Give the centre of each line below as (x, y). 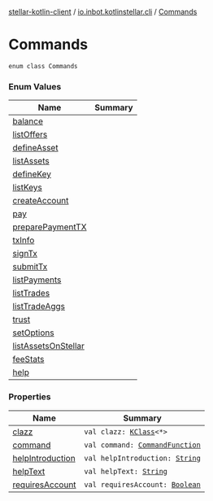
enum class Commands (43, 66)
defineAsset (35, 148)
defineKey (32, 174)
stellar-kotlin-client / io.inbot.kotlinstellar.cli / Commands (103, 12)
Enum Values (35, 86)
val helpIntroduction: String (142, 458)
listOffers (30, 135)
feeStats (28, 359)
